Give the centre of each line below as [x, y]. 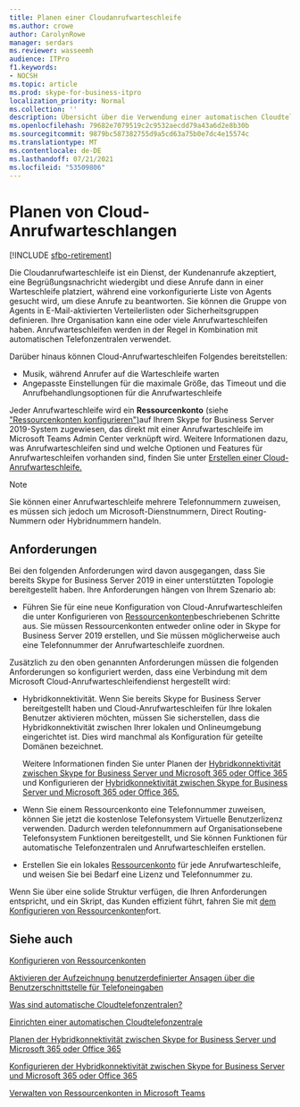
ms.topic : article [43, 84]
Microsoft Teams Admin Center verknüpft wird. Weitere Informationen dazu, [149, 439]
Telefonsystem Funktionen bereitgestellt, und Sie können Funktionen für [154, 839]
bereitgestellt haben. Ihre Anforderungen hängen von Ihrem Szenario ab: [143, 590]
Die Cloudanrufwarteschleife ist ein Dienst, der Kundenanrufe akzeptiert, [143, 273]
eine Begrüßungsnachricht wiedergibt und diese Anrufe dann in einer [137, 282]
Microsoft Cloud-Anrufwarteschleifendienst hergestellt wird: [120, 682]
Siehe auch [41, 939]
